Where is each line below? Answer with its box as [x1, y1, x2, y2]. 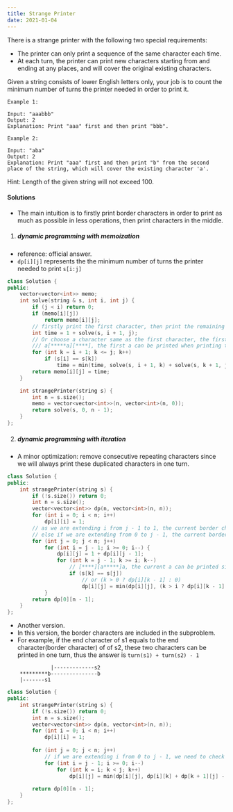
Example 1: [7, 98, 39, 105]
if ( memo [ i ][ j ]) [32, 310, 79, 317]
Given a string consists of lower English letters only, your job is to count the [7, 77, 223, 86]
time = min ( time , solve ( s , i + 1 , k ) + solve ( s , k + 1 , [56, 362, 222, 369]
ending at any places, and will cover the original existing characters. [17, 64, 212, 72]
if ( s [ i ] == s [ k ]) [44, 355, 98, 362]
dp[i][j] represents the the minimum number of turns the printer [17, 257, 204, 265]
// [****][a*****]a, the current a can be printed [69, 564, 218, 571]
